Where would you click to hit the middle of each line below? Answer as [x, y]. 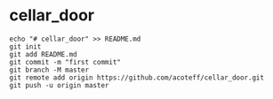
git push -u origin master [59, 85]
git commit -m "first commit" [65, 62]
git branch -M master [49, 70]
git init [25, 46]
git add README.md [43, 54]
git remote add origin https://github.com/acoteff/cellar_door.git [137, 77]
